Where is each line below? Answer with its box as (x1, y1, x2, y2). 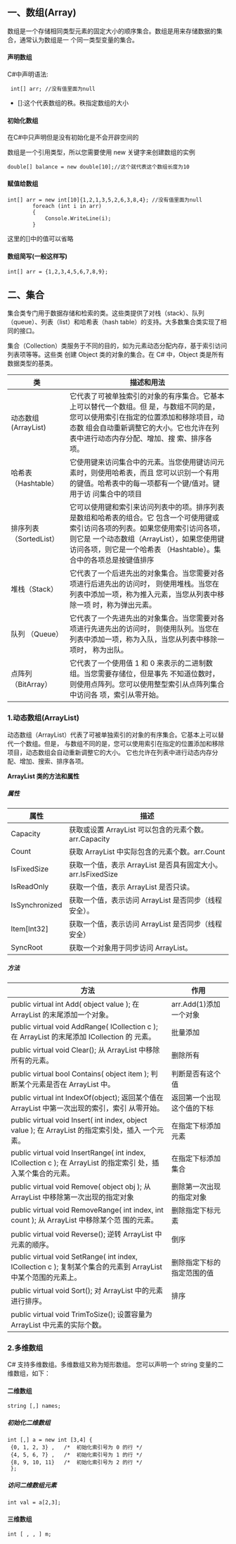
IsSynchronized (11, 900, 63, 909)
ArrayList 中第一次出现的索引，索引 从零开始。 (11, 1103, 164, 1113)
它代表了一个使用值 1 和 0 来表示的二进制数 (69, 658, 213, 668)
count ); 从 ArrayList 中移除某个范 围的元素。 (11, 1215, 158, 1225)
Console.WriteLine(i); (44, 215, 112, 222)
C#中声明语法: (7, 70, 49, 79)
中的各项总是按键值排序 (76, 556, 155, 565)
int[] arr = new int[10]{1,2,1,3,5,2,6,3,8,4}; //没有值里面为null (7, 197, 202, 204)
